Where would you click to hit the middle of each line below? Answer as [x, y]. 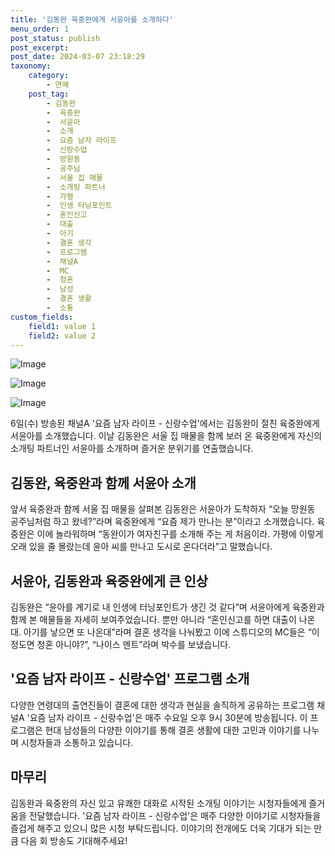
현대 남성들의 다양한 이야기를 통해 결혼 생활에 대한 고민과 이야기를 [173, 730]
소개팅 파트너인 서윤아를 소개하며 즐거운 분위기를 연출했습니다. [132, 448]
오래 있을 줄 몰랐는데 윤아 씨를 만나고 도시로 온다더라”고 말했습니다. [141, 547]
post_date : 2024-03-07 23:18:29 [77, 57]
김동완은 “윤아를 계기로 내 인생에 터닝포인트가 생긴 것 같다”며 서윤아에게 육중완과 [167, 607]
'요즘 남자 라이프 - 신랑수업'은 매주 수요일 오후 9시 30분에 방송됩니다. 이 [167, 717]
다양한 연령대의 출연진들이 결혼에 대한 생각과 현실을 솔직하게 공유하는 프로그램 [162, 705]
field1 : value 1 [62, 326]
